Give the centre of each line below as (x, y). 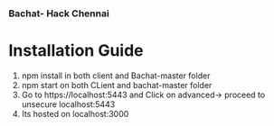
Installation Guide (76, 51)
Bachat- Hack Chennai (59, 13)
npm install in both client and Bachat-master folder (116, 76)
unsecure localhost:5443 (68, 104)
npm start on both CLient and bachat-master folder (117, 85)
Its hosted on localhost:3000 (75, 113)
